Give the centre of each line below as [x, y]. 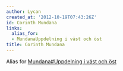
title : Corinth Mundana [36, 45]
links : [14, 28]
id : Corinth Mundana [32, 22]
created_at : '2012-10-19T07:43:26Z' [51, 17]
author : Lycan [24, 12]
